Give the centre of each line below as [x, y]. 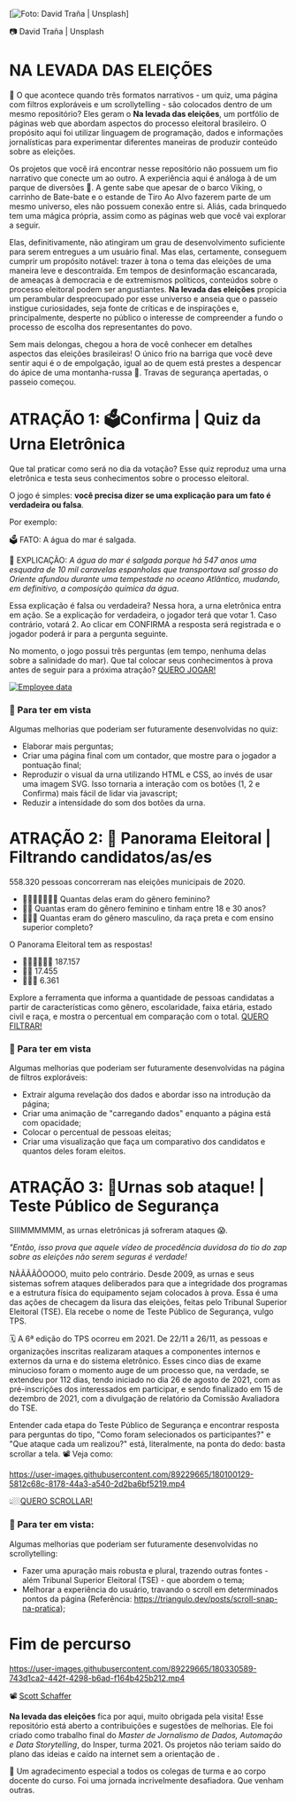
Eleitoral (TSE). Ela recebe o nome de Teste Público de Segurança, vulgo [141, 1312]
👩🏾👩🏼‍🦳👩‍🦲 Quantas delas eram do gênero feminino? [116, 899]
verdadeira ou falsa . [46, 504]
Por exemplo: [33, 522]
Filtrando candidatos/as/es [110, 857]
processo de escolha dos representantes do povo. [101, 327]
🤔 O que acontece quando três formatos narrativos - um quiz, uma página [144, 95]
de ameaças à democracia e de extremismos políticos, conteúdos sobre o [144, 280]
